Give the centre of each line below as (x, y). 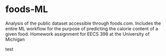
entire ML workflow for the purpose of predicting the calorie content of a (82, 28)
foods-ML (27, 9)
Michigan (15, 39)
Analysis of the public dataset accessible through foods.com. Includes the (83, 23)
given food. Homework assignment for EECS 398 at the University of (77, 34)
